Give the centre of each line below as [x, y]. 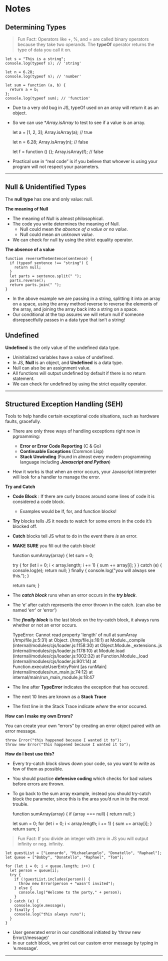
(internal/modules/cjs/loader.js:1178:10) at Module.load [68, 651]
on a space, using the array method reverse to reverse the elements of [85, 303]
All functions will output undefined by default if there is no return [79, 373]
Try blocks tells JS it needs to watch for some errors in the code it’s [82, 521]
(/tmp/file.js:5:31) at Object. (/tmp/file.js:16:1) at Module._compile [79, 640]
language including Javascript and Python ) [65, 462]
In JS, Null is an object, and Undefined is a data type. [68, 362]
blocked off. [25, 526]
